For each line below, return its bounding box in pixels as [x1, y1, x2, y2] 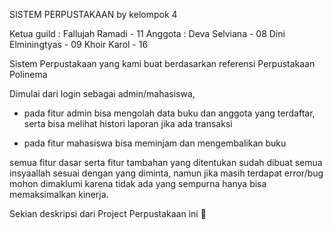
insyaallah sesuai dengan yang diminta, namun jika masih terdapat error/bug [9, 167, 324, 179]
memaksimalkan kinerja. [9, 189, 109, 200]
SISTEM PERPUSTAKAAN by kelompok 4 [9, 9, 178, 20]
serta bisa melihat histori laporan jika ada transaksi [23, 118, 233, 129]
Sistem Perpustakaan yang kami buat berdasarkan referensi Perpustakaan [9, 58, 316, 69]
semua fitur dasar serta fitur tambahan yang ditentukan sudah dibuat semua [9, 157, 323, 168]
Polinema [9, 69, 48, 80]
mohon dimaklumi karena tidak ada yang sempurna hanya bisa [9, 178, 267, 189]
